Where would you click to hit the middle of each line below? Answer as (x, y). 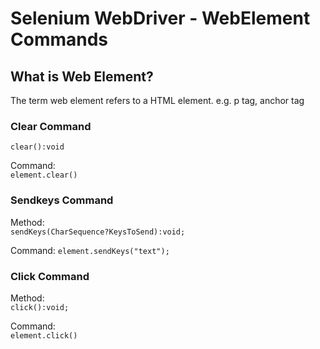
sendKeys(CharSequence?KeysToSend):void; (98, 232)
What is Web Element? (82, 76)
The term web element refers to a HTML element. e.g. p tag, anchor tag (157, 100)
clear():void (37, 147)
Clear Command (51, 126)
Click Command (50, 276)
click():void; (40, 307)
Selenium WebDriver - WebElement (160, 18)
